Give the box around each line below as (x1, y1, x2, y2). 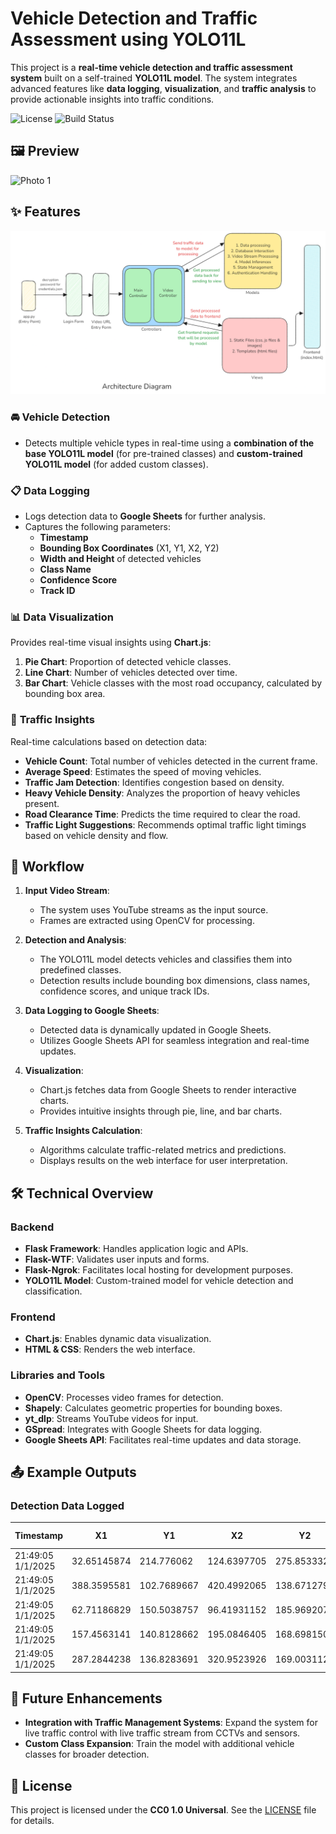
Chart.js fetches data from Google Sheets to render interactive (39, 1084, 297, 1096)
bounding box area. (24, 688, 106, 700)
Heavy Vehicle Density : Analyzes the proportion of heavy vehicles (24, 787, 301, 799)
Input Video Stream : (24, 885, 110, 897)
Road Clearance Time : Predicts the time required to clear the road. (24, 808, 301, 820)
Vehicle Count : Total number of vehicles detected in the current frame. (24, 755, 318, 767)
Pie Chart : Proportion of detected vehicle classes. (24, 656, 232, 668)
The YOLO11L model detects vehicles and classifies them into (39, 953, 293, 966)
